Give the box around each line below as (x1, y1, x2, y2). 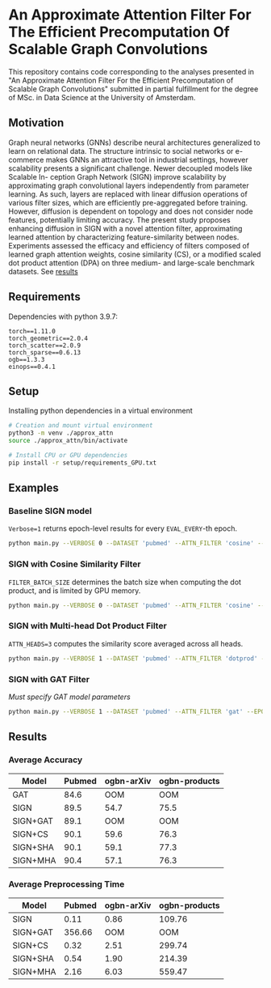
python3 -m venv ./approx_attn (8, 429, 114, 438)
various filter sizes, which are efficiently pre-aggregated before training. (8, 197, 248, 207)
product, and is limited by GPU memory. (8, 585, 141, 596)
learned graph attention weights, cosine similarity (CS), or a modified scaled (8, 249, 261, 259)
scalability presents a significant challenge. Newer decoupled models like (8, 163, 252, 173)
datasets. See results (8, 266, 78, 276)
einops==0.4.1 (8, 363, 56, 371)
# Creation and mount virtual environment (8, 422, 153, 430)
